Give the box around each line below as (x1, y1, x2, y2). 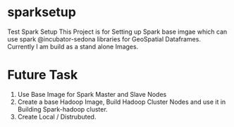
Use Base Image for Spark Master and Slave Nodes (17, 90, 167, 98)
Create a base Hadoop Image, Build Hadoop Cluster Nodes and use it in (17, 98, 226, 106)
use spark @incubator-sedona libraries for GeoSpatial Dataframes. (7, 34, 201, 43)
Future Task (7, 67, 78, 83)
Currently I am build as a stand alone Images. (7, 42, 139, 51)
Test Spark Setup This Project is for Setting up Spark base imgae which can (7, 27, 228, 36)
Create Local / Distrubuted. (17, 112, 97, 121)
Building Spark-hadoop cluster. (17, 105, 108, 113)
